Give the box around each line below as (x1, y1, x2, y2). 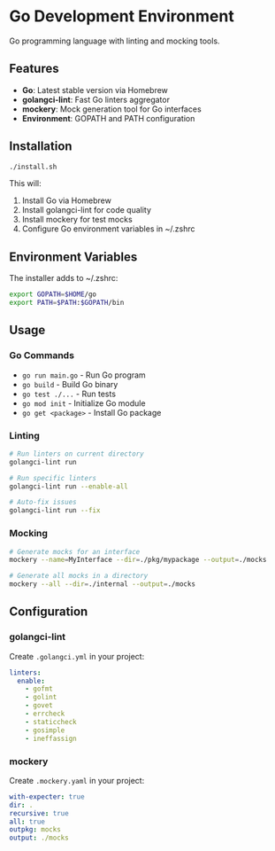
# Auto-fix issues (9, 498, 77, 507)
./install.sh (9, 162, 57, 171)
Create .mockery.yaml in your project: (9, 775, 145, 785)
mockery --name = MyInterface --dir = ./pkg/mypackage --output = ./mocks (9, 556, 267, 565)
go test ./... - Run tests (21, 388, 117, 399)
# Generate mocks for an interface (9, 547, 141, 556)
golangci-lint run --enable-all (9, 481, 128, 491)
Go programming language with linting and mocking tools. (9, 35, 220, 46)
